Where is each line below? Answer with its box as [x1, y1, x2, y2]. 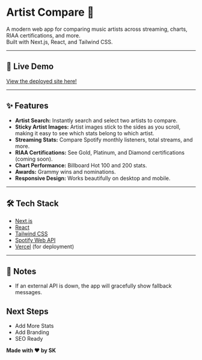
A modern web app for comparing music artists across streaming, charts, [6, 25, 188, 33]
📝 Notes [6, 266, 37, 277]
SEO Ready [14, 335, 43, 342]
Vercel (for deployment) [14, 243, 74, 250]
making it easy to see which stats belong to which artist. [14, 129, 155, 137]
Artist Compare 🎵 [6, 5, 94, 19]
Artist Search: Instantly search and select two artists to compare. [14, 117, 178, 124]
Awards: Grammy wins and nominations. [14, 168, 116, 175]
